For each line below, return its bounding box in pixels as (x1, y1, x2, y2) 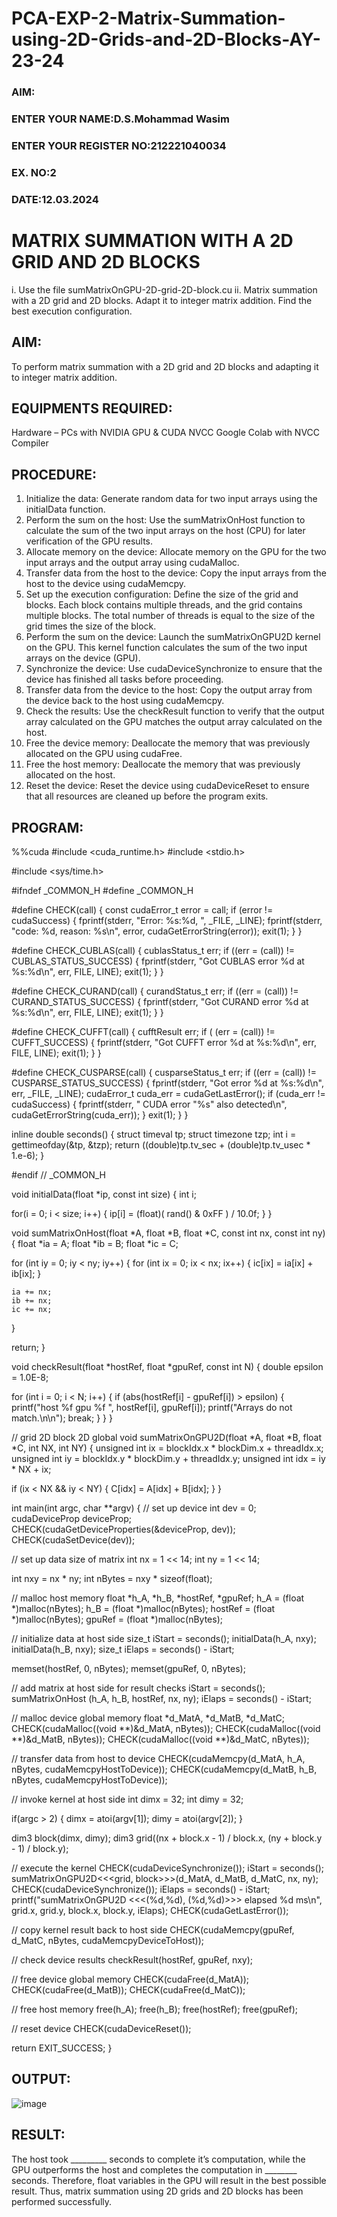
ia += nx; (11, 1287, 53, 1297)
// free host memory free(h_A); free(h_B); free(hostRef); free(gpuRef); (11, 2003, 299, 2015)
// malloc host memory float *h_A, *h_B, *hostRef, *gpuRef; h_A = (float (11, 1592, 305, 1604)
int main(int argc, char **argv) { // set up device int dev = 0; (11, 1502, 257, 1514)
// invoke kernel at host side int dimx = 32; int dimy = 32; (11, 1793, 244, 1805)
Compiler (11, 437, 49, 449)
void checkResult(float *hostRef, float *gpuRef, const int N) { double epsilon (11, 1360, 324, 1372)
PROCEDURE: (11, 466, 97, 483)
